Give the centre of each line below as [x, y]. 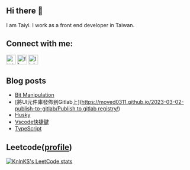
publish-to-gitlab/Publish [45, 109]
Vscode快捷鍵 [32, 122]
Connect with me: [40, 44]
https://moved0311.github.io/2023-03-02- [133, 102]
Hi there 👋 [25, 11]
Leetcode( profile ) [39, 147]
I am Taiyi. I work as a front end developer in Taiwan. [70, 25]
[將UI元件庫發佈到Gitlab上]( [48, 102]
